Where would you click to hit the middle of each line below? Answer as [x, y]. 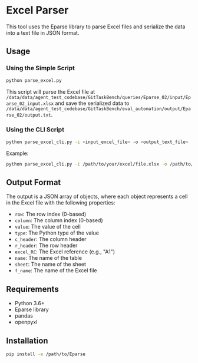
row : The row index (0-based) [50, 214]
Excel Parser [37, 10]
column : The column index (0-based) [59, 220]
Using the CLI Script [35, 130]
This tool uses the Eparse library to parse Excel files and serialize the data [96, 27]
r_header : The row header [46, 246]
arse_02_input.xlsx [30, 104]
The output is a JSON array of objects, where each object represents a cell [97, 197]
